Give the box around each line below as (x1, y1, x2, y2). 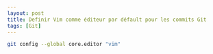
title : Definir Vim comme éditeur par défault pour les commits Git (7, 16, 207, 23)
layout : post (7, 9, 45, 17)
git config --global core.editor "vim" (7, 41, 121, 48)
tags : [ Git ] (7, 22, 41, 29)
